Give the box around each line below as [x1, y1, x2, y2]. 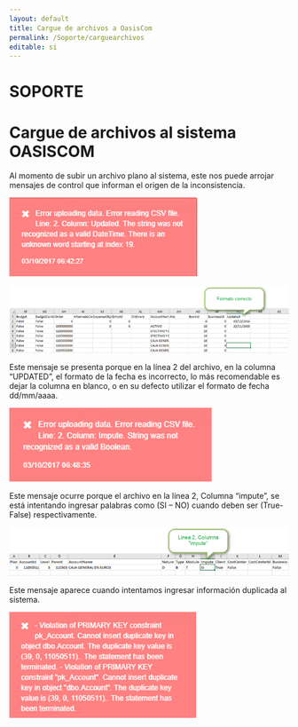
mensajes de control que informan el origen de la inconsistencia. [9, 180, 246, 191]
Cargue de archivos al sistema [9, 122, 237, 142]
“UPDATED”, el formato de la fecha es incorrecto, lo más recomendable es [9, 371, 281, 382]
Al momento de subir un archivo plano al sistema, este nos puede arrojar [9, 170, 275, 181]
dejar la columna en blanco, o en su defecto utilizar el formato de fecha [9, 380, 270, 391]
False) [9, 509, 32, 519]
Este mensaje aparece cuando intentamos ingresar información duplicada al [9, 584, 287, 595]
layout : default [9, 14, 69, 23]
